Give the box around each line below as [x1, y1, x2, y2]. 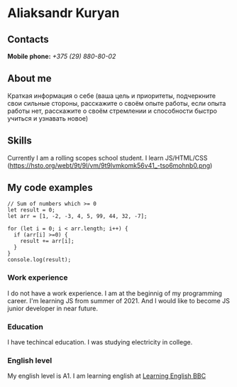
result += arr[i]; [20, 238, 75, 245]
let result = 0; [7, 207, 55, 214]
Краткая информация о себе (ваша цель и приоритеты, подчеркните [7, 91, 216, 100]
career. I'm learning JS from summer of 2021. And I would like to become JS [7, 296, 231, 305]
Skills [7, 135, 32, 147]
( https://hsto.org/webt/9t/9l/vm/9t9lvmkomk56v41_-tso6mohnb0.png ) [7, 161, 213, 170]
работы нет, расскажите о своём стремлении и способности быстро [7, 107, 218, 115]
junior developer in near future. [7, 304, 98, 312]
